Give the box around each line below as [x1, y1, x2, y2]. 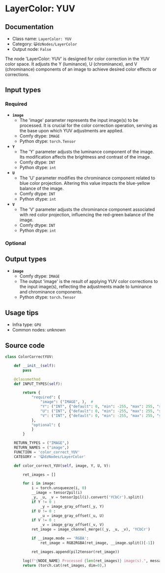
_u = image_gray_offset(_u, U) [40, 513, 105, 518]
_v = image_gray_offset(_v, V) [40, 522, 105, 528]
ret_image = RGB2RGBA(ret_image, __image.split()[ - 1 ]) [40, 540, 155, 545]
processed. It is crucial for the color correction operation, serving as [19, 122, 158, 128]
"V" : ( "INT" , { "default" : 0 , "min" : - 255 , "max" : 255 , [40, 413, 155, 418]
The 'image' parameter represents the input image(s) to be [19, 117, 138, 123]
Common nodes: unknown [12, 327, 66, 333]
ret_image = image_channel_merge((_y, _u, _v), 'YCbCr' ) [31, 527, 151, 532]
